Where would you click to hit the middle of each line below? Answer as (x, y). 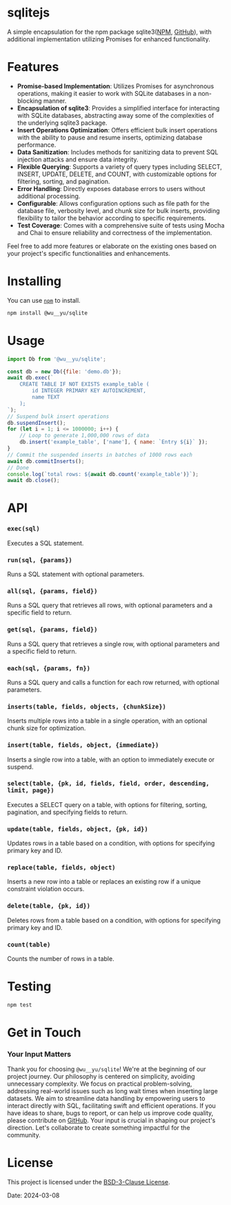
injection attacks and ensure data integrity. (78, 159)
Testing (29, 987)
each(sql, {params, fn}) (49, 668)
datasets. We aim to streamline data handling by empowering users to (106, 1099)
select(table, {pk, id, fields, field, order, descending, (108, 784)
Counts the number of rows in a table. (61, 959)
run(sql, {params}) (40, 560)
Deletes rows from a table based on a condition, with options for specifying (114, 920)
